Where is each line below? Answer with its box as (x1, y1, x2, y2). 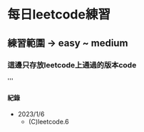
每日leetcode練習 (7, 6, 110, 23)
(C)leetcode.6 (28, 118, 69, 126)
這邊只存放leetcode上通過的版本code (7, 60, 137, 70)
